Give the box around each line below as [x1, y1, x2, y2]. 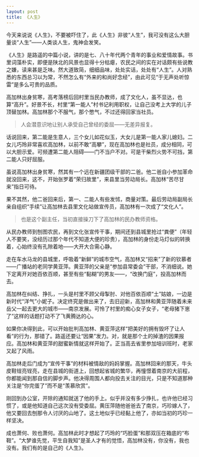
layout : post [6, 8, 38, 15]
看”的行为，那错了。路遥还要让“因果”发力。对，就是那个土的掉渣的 [6, 332, 169, 339]
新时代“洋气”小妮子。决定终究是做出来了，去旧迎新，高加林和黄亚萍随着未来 [6, 297, 192, 305]
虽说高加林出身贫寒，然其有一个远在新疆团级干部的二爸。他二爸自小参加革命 [6, 168, 193, 175]
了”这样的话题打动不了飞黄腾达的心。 [6, 312, 97, 320]
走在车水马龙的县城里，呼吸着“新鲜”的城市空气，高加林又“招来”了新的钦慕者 [6, 255, 192, 262]
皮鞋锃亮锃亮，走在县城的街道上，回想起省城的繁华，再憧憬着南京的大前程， [6, 367, 193, 374]
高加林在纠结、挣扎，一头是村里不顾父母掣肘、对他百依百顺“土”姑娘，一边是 [6, 290, 192, 297]
